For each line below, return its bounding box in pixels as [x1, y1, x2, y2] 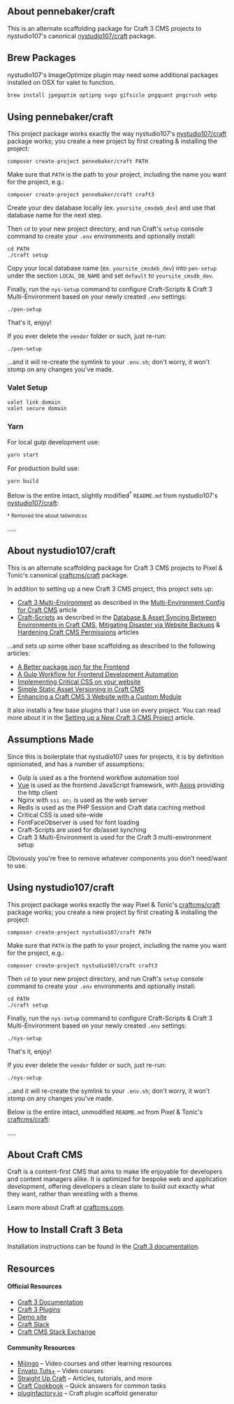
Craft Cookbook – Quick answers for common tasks [17, 1381, 166, 1390]
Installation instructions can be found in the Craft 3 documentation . [7, 1242, 200, 1250]
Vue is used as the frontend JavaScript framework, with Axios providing [17, 781, 225, 789]
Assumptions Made [7, 734, 94, 746]
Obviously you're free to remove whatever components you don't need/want [7, 854, 228, 862]
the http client [17, 788, 58, 796]
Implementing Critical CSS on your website [17, 677, 141, 686]
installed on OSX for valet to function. [7, 78, 115, 86]
